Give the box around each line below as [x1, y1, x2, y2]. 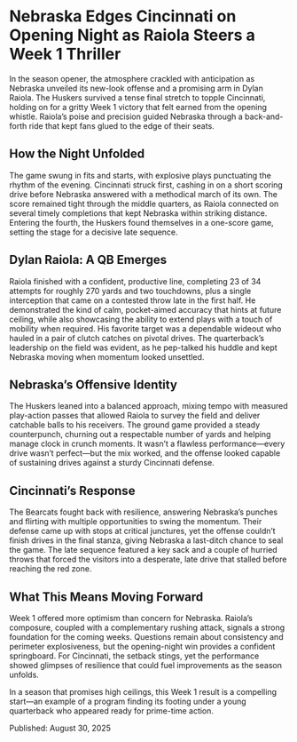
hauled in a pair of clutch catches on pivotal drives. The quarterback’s [9, 332, 264, 343]
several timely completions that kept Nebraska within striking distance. [9, 207, 268, 219]
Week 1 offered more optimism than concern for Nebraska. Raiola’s [9, 613, 253, 623]
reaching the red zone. [9, 563, 92, 574]
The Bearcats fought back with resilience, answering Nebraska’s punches [9, 507, 277, 517]
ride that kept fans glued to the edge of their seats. [28, 120, 215, 131]
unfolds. [9, 669, 40, 680]
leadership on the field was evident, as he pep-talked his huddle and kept [9, 342, 277, 353]
